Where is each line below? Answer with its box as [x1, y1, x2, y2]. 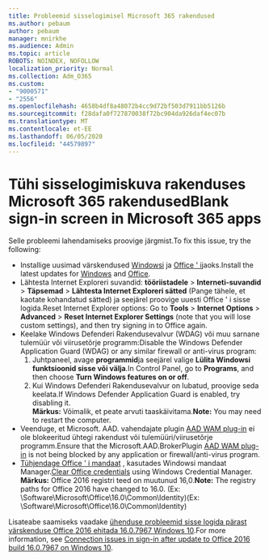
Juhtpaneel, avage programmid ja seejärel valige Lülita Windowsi [32, 355, 251, 365]
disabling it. [32, 398, 71, 408]
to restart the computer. [32, 415, 111, 425]
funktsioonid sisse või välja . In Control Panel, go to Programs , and [32, 364, 254, 374]
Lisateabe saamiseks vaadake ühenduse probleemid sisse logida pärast [8, 517, 247, 527]
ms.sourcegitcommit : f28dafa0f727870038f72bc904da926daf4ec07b [8, 110, 226, 118]
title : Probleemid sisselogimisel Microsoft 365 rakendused [8, 11, 216, 20]
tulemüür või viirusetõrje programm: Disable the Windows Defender [19, 338, 243, 348]
